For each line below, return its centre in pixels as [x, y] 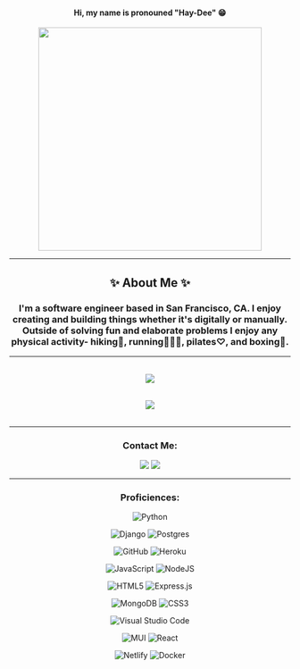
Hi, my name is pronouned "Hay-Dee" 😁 [150, 13]
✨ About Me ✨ [150, 283]
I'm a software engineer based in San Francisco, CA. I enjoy [150, 308]
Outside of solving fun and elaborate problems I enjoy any [150, 330]
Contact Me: [150, 445]
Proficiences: [150, 498]
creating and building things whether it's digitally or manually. [150, 319]
